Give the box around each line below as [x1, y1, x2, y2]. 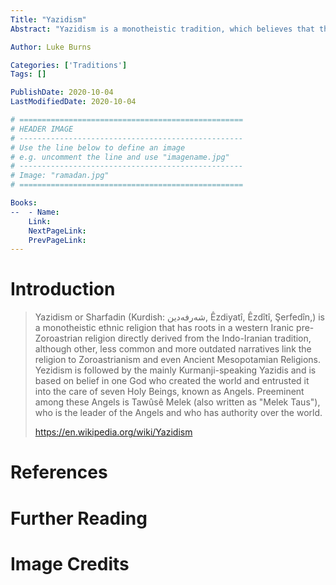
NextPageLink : [28, 226, 87, 236]
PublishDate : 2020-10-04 [10, 87, 114, 98]
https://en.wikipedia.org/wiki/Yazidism [34, 426, 193, 438]
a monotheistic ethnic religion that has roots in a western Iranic [34, 322, 295, 334]
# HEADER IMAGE [10, 124, 74, 134]
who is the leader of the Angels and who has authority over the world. [34, 407, 323, 419]
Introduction [10, 278, 116, 301]
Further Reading [10, 507, 148, 530]
